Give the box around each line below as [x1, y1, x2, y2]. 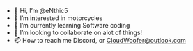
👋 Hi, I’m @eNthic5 [13, 7, 68, 14]
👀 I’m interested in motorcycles [13, 14, 103, 22]
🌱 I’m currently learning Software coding [13, 21, 130, 29]
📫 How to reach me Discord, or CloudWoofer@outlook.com [13, 37, 187, 44]
